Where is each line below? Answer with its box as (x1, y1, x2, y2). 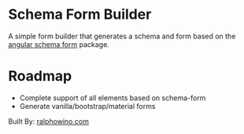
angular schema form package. (8, 39, 110, 49)
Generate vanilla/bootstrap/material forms (19, 101, 156, 110)
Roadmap (8, 67, 72, 85)
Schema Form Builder (8, 5, 152, 24)
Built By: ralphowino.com (8, 116, 89, 126)
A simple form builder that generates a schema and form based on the (8, 31, 236, 41)
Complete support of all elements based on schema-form (19, 92, 206, 103)
